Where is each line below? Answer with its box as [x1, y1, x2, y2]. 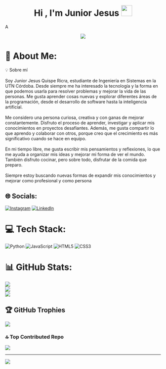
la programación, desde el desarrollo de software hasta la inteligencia [5, 99, 147, 105]
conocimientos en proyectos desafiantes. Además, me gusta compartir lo [5, 125, 155, 131]
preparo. [5, 161, 23, 168]
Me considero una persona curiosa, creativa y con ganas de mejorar [5, 114, 144, 120]
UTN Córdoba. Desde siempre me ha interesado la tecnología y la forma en [5, 83, 158, 89]
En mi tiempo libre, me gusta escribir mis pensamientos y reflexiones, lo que [5, 146, 161, 152]
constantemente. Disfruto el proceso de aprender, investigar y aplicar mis [5, 119, 155, 126]
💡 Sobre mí [5, 67, 28, 73]
